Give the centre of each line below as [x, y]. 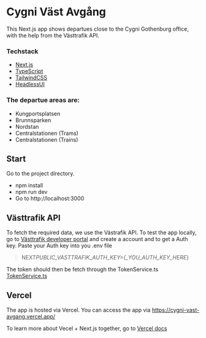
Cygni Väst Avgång [56, 12]
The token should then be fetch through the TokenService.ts [82, 269]
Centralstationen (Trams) [47, 133]
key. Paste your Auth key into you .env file [59, 246]
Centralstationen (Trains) [47, 139]
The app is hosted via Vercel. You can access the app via [78, 310]
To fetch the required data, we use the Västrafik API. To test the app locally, [102, 232]
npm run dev [31, 192]
